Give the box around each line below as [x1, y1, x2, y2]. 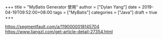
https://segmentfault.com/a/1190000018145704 [5, 24, 100, 29]
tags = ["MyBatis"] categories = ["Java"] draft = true [53, 10, 158, 15]
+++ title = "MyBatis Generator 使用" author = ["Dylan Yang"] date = [5, 4, 141, 10]
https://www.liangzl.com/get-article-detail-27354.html [5, 29, 113, 34]
